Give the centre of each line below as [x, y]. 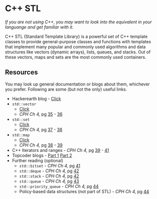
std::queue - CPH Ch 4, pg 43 [49, 181]
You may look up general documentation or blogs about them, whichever [78, 84]
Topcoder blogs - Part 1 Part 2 [42, 155]
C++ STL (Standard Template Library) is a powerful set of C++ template [76, 36]
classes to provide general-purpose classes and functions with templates [78, 41]
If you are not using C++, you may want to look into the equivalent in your [78, 22]
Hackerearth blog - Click [36, 99]
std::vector [24, 104]
